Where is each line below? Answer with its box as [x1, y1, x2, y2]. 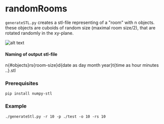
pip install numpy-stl [5, 91, 52, 96]
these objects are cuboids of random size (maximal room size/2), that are [5, 24, 156, 30]
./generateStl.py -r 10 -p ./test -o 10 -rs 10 [5, 114, 106, 119]
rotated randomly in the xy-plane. [5, 30, 74, 36]
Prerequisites [5, 80, 38, 87]
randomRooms [5, 3, 67, 14]
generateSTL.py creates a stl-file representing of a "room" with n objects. [5, 19, 155, 25]
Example [5, 103, 27, 110]
